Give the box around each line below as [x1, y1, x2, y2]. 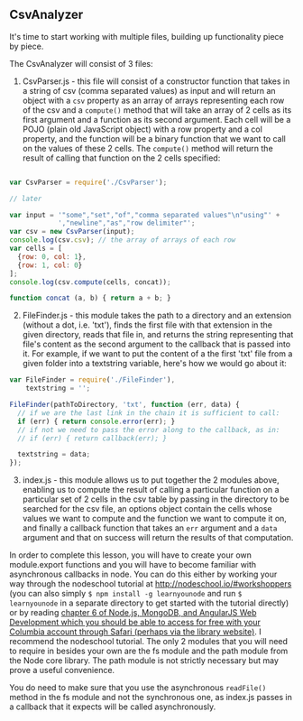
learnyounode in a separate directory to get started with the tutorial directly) [9, 597, 289, 608]
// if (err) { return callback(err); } [17, 433, 168, 443]
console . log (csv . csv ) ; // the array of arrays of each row [9, 236, 236, 245]
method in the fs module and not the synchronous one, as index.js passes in [9, 692, 293, 703]
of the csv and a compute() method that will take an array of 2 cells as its [22, 104, 292, 116]
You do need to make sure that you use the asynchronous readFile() [9, 682, 267, 693]
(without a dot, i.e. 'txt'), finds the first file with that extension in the [22, 319, 273, 330]
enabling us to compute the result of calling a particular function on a [22, 485, 280, 495]
